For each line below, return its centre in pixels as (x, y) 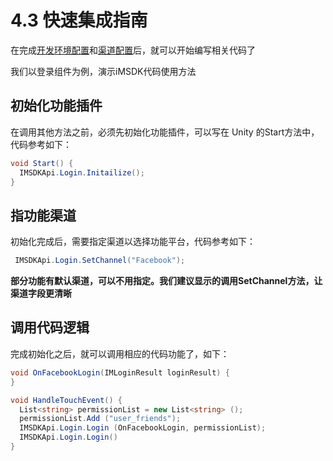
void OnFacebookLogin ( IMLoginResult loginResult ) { (120, 372)
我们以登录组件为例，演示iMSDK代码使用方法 (103, 71)
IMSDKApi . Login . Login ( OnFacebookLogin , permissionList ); (143, 428)
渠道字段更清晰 (41, 293)
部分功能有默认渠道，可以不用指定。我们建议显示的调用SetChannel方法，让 (166, 281)
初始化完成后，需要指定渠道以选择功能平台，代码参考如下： (133, 242)
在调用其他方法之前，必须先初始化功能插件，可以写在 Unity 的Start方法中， (165, 132)
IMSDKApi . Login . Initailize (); (82, 172)
